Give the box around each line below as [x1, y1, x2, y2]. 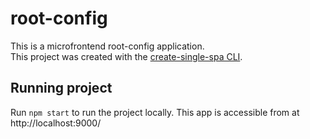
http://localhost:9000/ [10, 117, 102, 129]
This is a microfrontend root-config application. [10, 40, 205, 52]
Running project [10, 80, 113, 97]
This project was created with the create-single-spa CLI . [10, 50, 243, 62]
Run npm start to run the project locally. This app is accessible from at [10, 106, 300, 118]
